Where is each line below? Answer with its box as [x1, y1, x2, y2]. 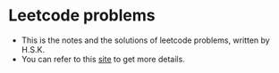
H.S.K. [21, 44, 46, 54]
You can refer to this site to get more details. [21, 53, 185, 64]
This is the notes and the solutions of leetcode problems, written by [21, 35, 270, 45]
